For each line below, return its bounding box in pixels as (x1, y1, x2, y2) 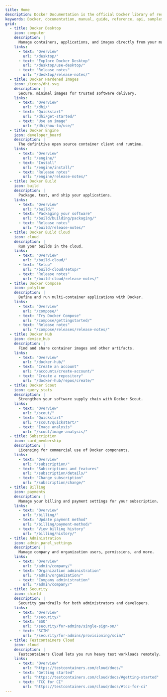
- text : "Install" (18, 160, 57, 165)
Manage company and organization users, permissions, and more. (18, 549, 155, 555)
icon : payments (14, 489, 46, 494)
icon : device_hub (14, 337, 50, 342)
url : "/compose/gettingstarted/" (23, 318, 92, 323)
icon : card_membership (14, 438, 61, 444)
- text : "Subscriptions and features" (18, 466, 99, 471)
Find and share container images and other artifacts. (18, 346, 135, 350)
